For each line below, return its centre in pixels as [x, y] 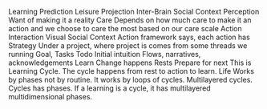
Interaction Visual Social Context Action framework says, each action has [129, 37]
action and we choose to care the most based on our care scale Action [125, 28]
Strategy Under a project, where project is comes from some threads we [128, 46]
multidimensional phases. [51, 97]
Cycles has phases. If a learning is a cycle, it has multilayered [109, 88]
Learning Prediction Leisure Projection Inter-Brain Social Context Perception [134, 12]
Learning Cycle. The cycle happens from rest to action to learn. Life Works [131, 71]
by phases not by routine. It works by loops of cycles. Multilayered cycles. [130, 80]
